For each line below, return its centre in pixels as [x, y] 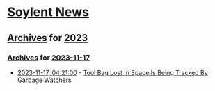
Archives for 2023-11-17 [49, 58]
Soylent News [48, 12]
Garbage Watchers [44, 80]
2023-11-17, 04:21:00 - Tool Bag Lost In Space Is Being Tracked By [113, 72]
